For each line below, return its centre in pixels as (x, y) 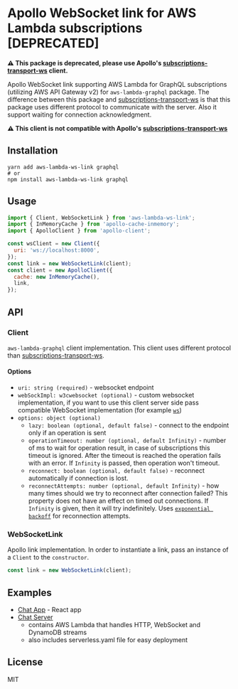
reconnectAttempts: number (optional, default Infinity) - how (124, 486)
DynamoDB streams (58, 632)
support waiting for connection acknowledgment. (80, 114)
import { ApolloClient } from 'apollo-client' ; (79, 231)
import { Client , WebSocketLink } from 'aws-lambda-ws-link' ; (101, 218)
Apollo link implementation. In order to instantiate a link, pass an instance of (118, 550)
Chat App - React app (49, 610)
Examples (29, 593)
